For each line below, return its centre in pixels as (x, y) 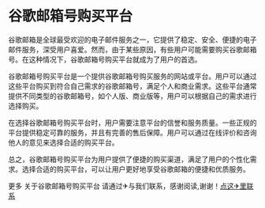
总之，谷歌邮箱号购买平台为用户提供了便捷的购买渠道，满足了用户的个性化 (129, 159)
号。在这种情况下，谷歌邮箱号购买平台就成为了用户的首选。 (105, 59)
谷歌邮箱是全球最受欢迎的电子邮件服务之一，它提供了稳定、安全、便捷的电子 (132, 40)
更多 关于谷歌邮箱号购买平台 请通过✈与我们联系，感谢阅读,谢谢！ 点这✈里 (127, 186)
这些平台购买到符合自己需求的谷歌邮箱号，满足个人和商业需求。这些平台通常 (132, 86)
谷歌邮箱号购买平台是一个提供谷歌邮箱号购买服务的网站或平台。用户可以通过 (132, 76)
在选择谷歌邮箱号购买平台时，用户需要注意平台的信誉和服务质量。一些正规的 (132, 123)
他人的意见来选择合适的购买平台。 (63, 142)
